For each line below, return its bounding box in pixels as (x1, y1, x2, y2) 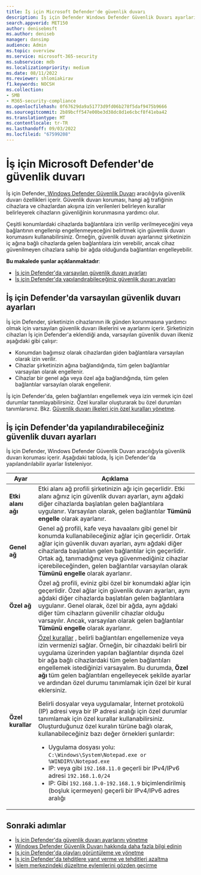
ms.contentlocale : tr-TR (6, 120, 68, 126)
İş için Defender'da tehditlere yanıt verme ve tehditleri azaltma (14, 855, 169, 863)
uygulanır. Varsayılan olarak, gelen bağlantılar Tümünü (38, 507, 191, 515)
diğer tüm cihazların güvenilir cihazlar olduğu (38, 609, 165, 617)
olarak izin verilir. (14, 355, 57, 363)
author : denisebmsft (6, 25, 58, 32)
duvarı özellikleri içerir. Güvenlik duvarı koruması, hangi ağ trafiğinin (6, 196, 173, 203)
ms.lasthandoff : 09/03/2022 (6, 126, 77, 132)
